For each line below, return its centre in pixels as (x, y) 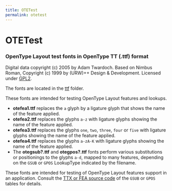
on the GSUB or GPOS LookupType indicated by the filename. (74, 163)
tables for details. (24, 183)
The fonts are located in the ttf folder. (45, 88)
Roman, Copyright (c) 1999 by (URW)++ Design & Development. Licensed (83, 73)
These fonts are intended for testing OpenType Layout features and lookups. (86, 98)
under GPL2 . (19, 78)
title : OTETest (22, 10)
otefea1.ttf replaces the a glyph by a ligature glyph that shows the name (89, 108)
